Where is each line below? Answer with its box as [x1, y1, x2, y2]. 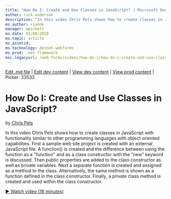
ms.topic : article [5, 36, 44, 41]
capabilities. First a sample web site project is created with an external [5, 141, 153, 147]
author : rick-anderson [5, 12, 53, 17]
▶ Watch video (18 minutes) [5, 188, 64, 194]
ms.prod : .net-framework [5, 50, 58, 55]
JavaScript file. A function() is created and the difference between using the [5, 146, 165, 152]
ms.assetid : [5, 41, 31, 46]
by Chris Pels [5, 120, 33, 126]
